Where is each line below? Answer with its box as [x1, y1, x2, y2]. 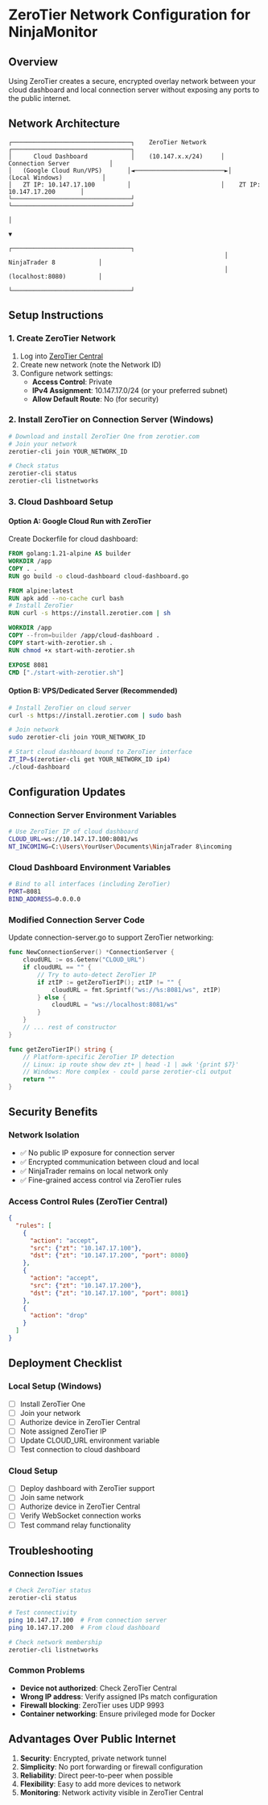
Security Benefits [8, 1105, 98, 1119]
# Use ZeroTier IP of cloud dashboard [8, 827, 138, 836]
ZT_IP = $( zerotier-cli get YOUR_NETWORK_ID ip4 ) [8, 756, 171, 764]
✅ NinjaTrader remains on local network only [19, 1166, 169, 1175]
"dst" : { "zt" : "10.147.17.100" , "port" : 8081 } [29, 1289, 189, 1297]
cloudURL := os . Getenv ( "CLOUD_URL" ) [23, 956, 146, 964]
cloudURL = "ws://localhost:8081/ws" [51, 1001, 179, 1009]
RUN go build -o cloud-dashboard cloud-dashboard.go [8, 572, 189, 580]
